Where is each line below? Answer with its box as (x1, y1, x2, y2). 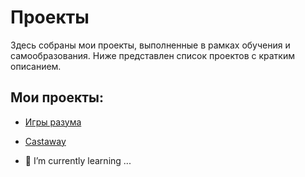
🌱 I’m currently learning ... (24, 154, 132, 166)
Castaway (24, 135, 67, 147)
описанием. (10, 60, 62, 72)
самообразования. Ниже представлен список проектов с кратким (10, 49, 295, 61)
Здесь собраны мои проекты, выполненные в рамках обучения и (10, 39, 291, 51)
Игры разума (24, 116, 82, 128)
